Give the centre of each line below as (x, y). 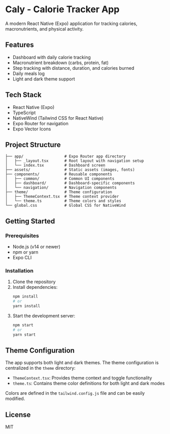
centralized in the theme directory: (40, 368)
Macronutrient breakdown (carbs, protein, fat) (61, 63)
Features (20, 45)
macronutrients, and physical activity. (44, 29)
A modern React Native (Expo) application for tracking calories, (71, 23)
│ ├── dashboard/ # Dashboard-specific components (70, 183)
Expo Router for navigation (40, 123)
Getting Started (30, 221)
